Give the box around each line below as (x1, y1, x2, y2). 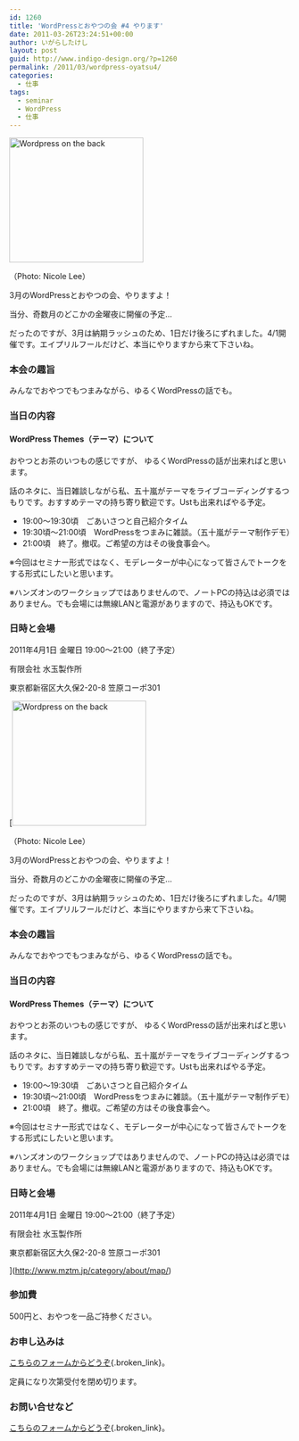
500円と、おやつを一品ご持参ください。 (9, 1311, 157, 1321)
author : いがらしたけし (9, 37, 88, 47)
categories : (9, 71, 54, 80)
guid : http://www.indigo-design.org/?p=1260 (9, 54, 178, 63)
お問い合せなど (9, 1401, 74, 1413)
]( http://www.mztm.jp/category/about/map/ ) (9, 1264, 172, 1276)
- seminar (17, 95, 54, 105)
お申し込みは (9, 1335, 65, 1347)
